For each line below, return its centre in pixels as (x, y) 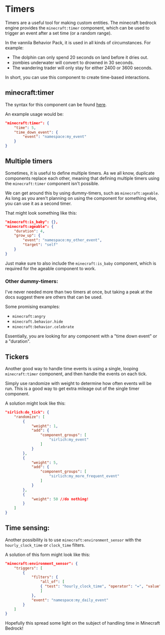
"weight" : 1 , (44, 426)
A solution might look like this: (35, 403)
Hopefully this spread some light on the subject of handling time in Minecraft (82, 623)
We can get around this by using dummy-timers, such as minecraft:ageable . (82, 193)
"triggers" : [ (28, 568)
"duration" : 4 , (29, 231)
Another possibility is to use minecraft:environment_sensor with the (73, 540)
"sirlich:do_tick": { (27, 412)
